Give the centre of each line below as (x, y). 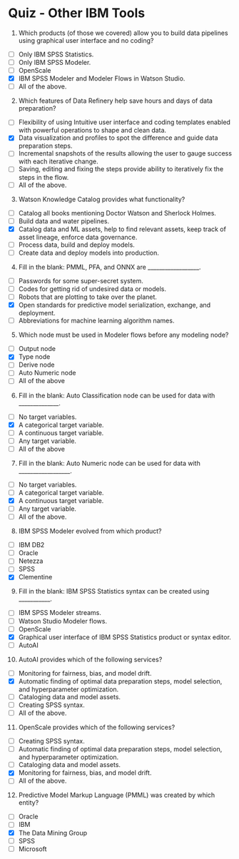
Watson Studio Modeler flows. (63, 621)
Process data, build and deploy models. (76, 245)
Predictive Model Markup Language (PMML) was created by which (117, 795)
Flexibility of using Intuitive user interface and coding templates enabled (124, 122)
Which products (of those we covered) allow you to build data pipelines (123, 33)
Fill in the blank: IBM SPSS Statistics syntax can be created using (114, 591)
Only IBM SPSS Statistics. (56, 54)
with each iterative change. (58, 161)
